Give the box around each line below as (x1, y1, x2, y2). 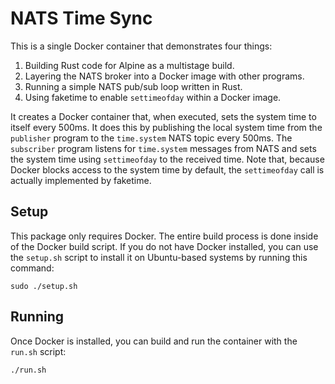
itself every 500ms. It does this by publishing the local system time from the (10, 121, 323, 133)
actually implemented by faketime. (10, 174, 152, 186)
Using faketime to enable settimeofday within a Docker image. (24, 91, 282, 103)
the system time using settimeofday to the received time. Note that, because (10, 153, 325, 165)
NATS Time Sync (10, 7, 153, 30)
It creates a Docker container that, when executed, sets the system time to (10, 110, 317, 122)
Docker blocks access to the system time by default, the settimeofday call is (10, 163, 325, 176)
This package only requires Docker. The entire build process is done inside (10, 230, 319, 242)
